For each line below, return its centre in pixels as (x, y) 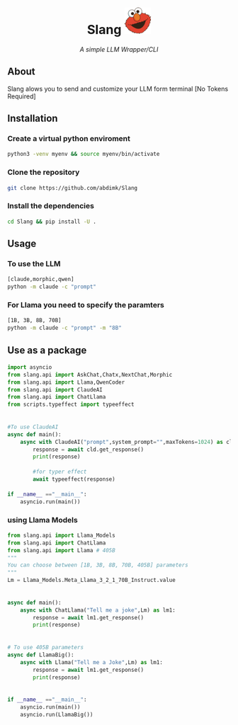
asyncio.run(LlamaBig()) (57, 714)
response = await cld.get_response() (88, 450)
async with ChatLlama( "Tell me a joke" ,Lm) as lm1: (98, 610)
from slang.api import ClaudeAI (55, 389)
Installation (33, 119)
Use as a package (47, 350)
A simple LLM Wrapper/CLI (119, 49)
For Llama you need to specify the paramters (86, 305)
